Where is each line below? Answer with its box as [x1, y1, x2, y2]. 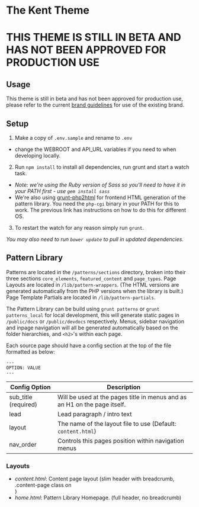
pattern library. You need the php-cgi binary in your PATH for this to [14, 200, 179, 207]
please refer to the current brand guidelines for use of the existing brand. [6, 101, 185, 108]
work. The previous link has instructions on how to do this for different [14, 207, 187, 213]
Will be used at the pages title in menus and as [57, 393, 187, 401]
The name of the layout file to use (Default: [57, 419, 176, 428]
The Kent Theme [6, 4, 90, 17]
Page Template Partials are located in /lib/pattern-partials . [6, 294, 156, 301]
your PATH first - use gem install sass [14, 188, 110, 194]
